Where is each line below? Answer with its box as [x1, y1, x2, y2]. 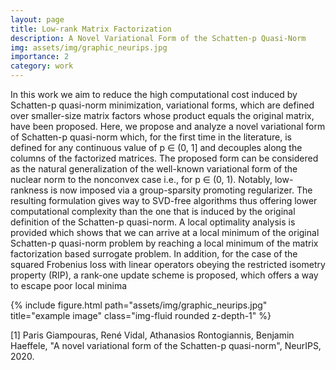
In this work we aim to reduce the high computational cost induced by [10, 89, 298, 100]
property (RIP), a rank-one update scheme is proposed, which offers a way [10, 269, 319, 281]
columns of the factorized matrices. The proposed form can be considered [10, 152, 319, 164]
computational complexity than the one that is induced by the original [10, 206, 296, 217]
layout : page [10, 14, 65, 25]
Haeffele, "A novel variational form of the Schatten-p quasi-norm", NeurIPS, [10, 340, 322, 351]
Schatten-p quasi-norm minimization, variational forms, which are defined [10, 99, 315, 111]
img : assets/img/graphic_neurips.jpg [10, 42, 168, 53]
